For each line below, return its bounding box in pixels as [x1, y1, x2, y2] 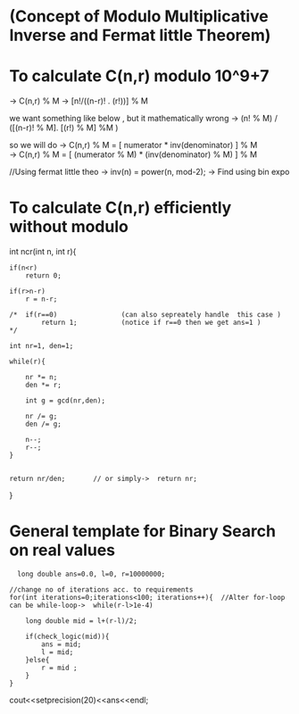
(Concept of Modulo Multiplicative [9, 6, 270, 27]
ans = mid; [41, 640, 82, 649]
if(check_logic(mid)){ [25, 632, 110, 641]
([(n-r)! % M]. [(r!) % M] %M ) [9, 122, 119, 133]
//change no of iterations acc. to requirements [9, 585, 194, 594]
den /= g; [25, 419, 62, 429]
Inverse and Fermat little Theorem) [9, 25, 271, 46]
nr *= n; [25, 373, 58, 382]
